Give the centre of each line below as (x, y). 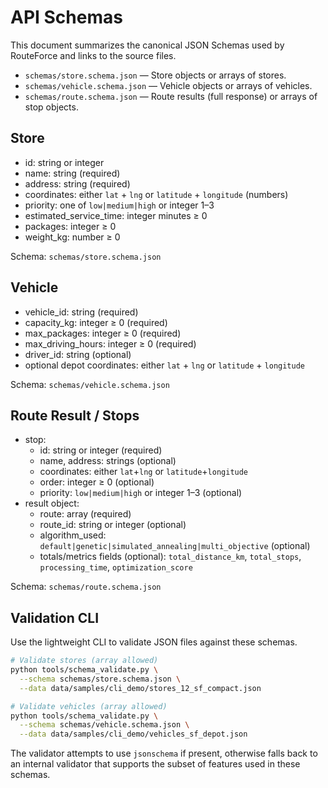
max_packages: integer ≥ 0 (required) (103, 333)
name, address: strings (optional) (108, 461)
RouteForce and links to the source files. (93, 55)
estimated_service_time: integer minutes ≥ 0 (116, 215)
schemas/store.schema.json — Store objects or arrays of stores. (155, 75)
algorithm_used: (73, 535)
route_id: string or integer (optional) (113, 525)
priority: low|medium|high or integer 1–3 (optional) (141, 493)
